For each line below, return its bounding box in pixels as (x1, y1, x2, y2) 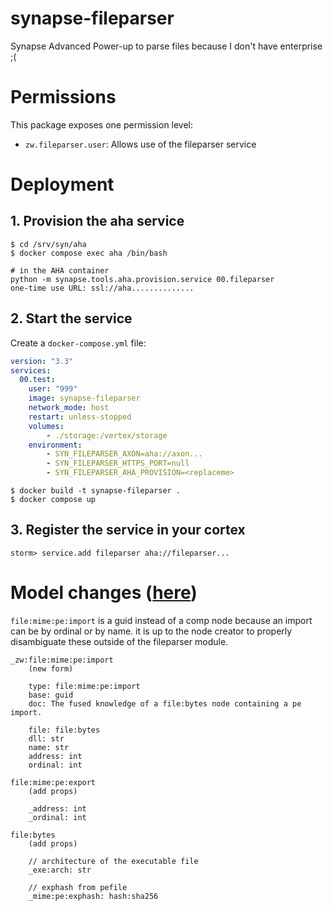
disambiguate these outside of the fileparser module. (10, 635, 229, 647)
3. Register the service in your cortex (10, 522, 246, 539)
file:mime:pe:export (10, 777, 97, 787)
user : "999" (28, 384, 78, 394)
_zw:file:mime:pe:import (10, 655, 114, 665)
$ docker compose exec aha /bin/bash (10, 248, 168, 258)
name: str (28, 742, 70, 752)
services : (10, 365, 52, 376)
